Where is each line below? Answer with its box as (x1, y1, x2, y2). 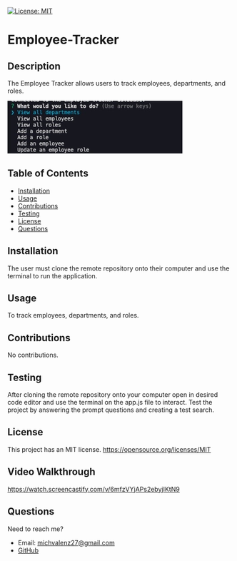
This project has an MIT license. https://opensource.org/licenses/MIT (7, 445, 211, 453)
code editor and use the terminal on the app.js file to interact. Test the (7, 398, 213, 407)
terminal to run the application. (7, 271, 98, 280)
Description (7, 60, 61, 72)
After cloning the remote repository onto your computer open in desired (7, 390, 218, 399)
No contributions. (7, 350, 59, 360)
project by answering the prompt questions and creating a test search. (7, 405, 215, 414)
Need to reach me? (7, 525, 64, 533)
